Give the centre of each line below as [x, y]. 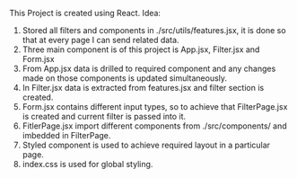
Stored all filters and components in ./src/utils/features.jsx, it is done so [154, 30]
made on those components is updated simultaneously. [124, 78]
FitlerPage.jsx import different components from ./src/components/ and [154, 126]
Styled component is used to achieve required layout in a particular [146, 145]
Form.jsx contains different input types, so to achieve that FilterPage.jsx [155, 107]
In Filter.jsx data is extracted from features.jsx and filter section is [143, 88]
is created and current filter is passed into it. [104, 116]
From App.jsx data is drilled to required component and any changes [149, 68]
